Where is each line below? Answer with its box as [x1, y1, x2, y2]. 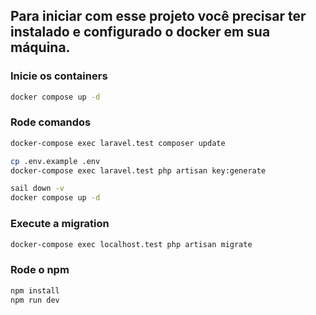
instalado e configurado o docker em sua [10, 24, 271, 41]
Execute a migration [10, 217, 110, 231]
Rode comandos [10, 115, 92, 129]
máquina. [10, 39, 71, 56]
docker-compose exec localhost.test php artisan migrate [10, 239, 253, 249]
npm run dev [10, 295, 60, 305]
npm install [10, 285, 60, 296]
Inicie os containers [10, 69, 108, 83]
